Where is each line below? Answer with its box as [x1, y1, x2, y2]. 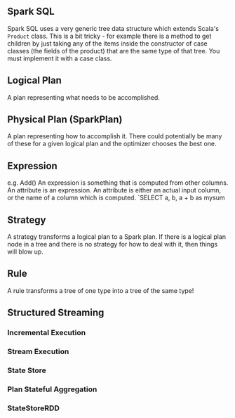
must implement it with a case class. [7, 54, 112, 63]
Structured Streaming [7, 307, 105, 319]
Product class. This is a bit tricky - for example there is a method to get [7, 32, 212, 40]
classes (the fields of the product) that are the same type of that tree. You [7, 46, 220, 55]
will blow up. [7, 247, 43, 256]
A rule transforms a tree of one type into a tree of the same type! [7, 286, 194, 294]
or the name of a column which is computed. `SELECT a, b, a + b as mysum [7, 193, 225, 202]
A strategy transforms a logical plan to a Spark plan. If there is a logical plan [7, 233, 227, 241]
